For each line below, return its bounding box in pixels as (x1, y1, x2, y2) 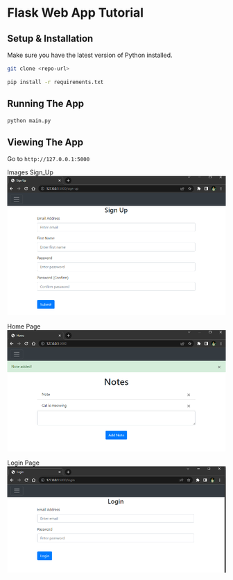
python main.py (7, 117, 51, 124)
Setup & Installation (7, 33, 94, 44)
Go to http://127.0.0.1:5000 (7, 155, 90, 163)
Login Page (7, 458, 40, 467)
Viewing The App (7, 136, 84, 148)
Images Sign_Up (7, 168, 54, 176)
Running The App (7, 98, 85, 110)
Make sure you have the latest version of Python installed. (7, 51, 173, 59)
